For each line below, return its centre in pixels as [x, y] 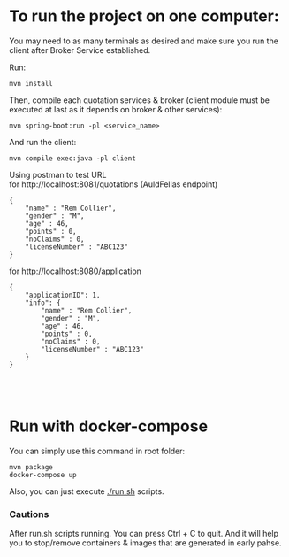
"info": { [43, 303]
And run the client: [43, 142]
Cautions [29, 514]
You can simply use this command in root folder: [97, 451]
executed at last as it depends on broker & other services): [116, 109]
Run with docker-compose [109, 426]
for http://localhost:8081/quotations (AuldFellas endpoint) [114, 184]
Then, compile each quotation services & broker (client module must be [139, 100]
